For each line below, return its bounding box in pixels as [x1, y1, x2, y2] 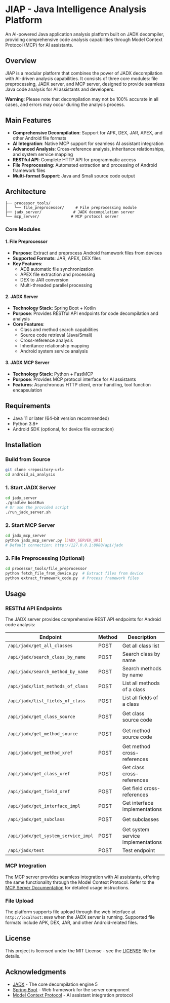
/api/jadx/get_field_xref [8, 789, 70, 795]
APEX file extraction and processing [20, 271, 96, 277]
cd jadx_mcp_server [5, 533, 47, 539]
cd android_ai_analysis [5, 472, 56, 477]
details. [5, 953, 21, 959]
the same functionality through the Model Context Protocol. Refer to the [5, 879, 155, 885]
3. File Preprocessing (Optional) [5, 554, 85, 561]
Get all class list [122, 642, 159, 650]
